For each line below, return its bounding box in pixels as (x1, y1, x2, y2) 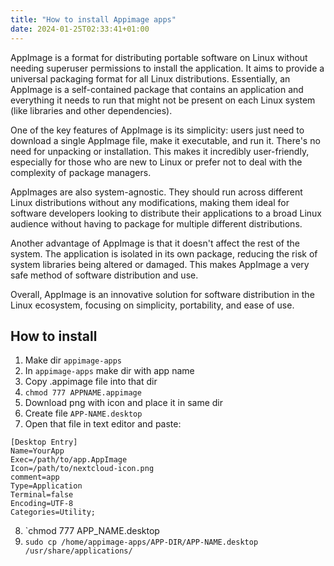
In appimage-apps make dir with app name (24, 365, 195, 377)
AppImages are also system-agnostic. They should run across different (10, 186, 303, 198)
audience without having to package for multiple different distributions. (10, 217, 303, 230)
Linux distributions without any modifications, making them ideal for (10, 196, 290, 208)
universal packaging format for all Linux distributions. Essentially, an (10, 72, 291, 85)
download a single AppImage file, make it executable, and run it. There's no (10, 134, 321, 146)
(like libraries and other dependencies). (10, 104, 173, 116)
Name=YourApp (10, 446, 65, 456)
